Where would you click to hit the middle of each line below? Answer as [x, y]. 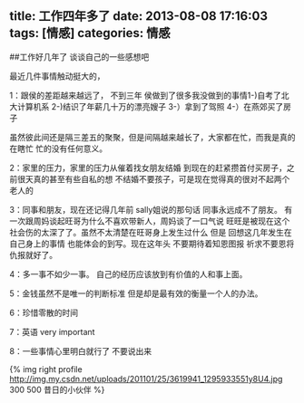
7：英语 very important [52, 331]
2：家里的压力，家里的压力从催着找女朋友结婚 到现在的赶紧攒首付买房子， [148, 168]
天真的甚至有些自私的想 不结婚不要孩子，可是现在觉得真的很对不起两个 [157, 178]
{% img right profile [46, 369]
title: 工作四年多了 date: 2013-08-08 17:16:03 [138, 16]
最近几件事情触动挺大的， [57, 76]
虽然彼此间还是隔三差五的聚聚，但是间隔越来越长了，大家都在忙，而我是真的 [152, 137]
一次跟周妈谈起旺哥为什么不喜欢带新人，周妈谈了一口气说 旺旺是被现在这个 [150, 221]
